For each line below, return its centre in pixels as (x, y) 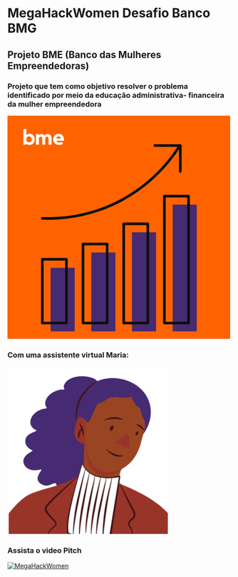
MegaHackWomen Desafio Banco (109, 13)
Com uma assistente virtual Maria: (68, 355)
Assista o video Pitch (45, 551)
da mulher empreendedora (55, 104)
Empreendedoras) (48, 66)
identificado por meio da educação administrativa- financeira (116, 95)
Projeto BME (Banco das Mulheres (84, 55)
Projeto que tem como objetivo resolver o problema (98, 86)
